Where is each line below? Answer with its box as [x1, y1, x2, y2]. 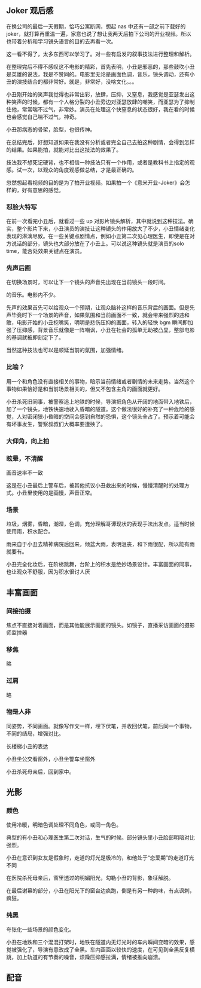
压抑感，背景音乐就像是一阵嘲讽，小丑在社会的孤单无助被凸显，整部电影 [16, 327, 195, 334]
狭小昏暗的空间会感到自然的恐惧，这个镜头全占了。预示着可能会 [37, 413, 195, 420]
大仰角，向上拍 [6, 437, 50, 445]
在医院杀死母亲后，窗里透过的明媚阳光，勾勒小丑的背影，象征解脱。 [6, 874, 174, 882]
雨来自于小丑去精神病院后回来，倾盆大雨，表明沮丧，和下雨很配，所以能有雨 [6, 541, 195, 548]
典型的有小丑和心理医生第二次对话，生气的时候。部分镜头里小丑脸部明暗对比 [6, 834, 195, 841]
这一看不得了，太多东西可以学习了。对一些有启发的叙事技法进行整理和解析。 [6, 50, 195, 57]
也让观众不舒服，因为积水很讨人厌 [6, 568, 90, 575]
